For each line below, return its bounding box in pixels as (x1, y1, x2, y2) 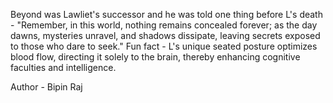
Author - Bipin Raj (10, 81, 83, 93)
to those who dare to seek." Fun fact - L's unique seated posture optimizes (10, 40, 318, 52)
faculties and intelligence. (10, 62, 117, 73)
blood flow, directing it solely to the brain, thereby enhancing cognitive (10, 51, 301, 63)
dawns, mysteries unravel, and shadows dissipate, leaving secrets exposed (10, 30, 321, 41)
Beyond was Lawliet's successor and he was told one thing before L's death (10, 9, 323, 20)
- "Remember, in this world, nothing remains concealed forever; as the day (10, 19, 318, 31)
